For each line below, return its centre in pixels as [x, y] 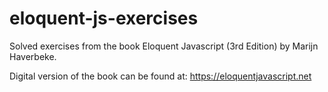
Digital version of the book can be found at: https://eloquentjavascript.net [160, 76]
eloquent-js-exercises [104, 18]
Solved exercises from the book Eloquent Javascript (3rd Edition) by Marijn [164, 46]
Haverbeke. [33, 56]
